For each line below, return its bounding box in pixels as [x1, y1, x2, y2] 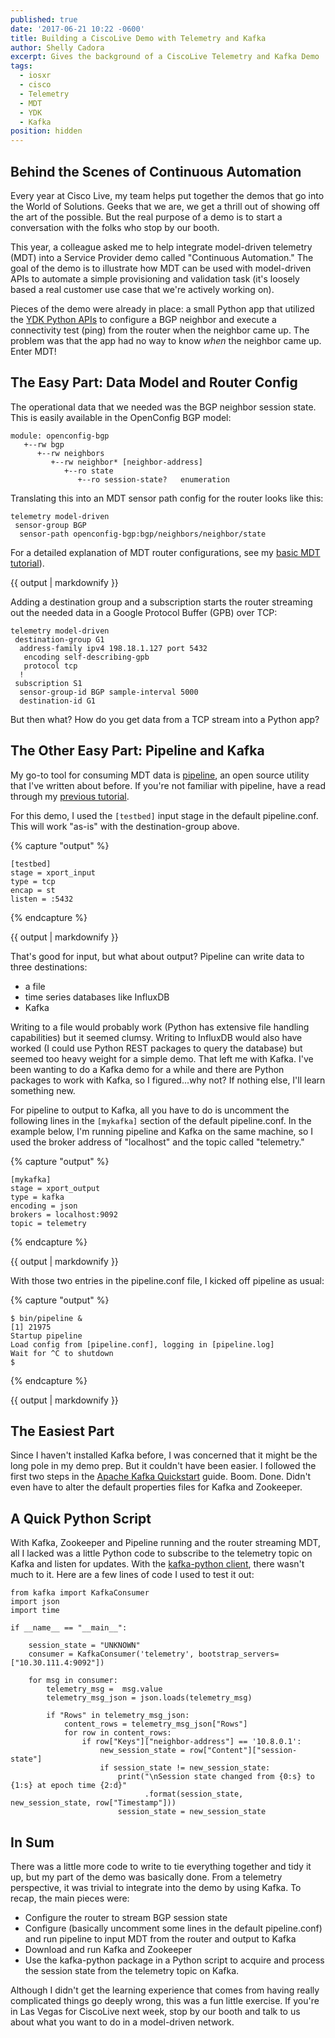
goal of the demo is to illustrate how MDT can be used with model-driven [10, 262, 312, 274]
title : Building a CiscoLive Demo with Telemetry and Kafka [10, 33, 267, 43]
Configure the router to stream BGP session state [24, 1912, 228, 1923]
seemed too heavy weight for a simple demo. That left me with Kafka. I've [10, 1052, 314, 1065]
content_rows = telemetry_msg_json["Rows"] [63, 1719, 248, 1730]
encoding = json [10, 1201, 78, 1211]
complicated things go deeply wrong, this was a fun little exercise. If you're [10, 1995, 320, 2006]
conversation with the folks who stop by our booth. [10, 221, 220, 233]
